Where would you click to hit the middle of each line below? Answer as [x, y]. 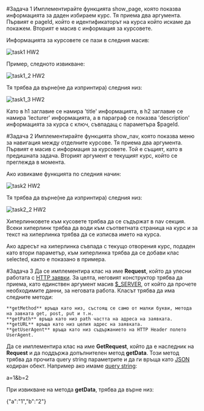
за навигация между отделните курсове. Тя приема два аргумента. [94, 143]
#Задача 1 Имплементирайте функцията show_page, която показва [94, 9]
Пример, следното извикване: [46, 64]
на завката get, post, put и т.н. [50, 314]
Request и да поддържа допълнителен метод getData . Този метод [93, 353]
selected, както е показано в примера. [56, 259]
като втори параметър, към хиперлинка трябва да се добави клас [93, 253]
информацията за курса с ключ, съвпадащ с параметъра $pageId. [93, 124]
